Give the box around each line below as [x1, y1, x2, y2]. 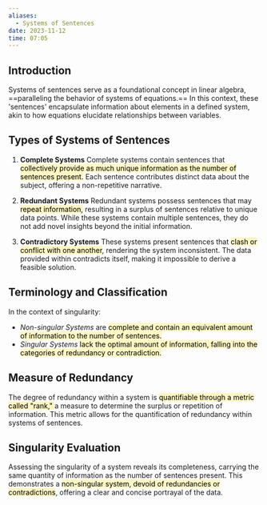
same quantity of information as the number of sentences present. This [8, 471, 243, 480]
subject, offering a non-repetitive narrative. [19, 180, 162, 190]
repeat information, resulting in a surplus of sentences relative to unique [19, 204, 258, 214]
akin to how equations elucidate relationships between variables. [8, 110, 221, 120]
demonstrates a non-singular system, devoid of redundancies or [8, 479, 221, 489]
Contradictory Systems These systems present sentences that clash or [19, 237, 257, 246]
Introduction [8, 63, 72, 77]
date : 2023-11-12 [8, 26, 66, 34]
